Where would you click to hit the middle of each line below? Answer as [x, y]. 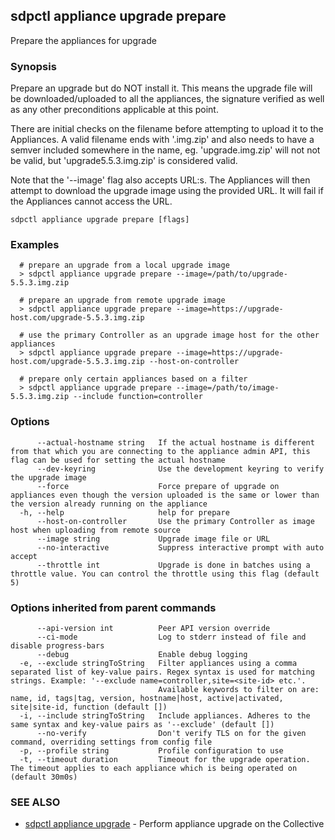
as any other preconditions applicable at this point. [114, 110]
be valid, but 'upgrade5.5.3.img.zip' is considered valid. [124, 161]
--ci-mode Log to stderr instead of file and [171, 637]
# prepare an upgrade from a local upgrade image [124, 265]
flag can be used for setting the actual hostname [118, 460]
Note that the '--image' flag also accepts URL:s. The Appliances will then [160, 180]
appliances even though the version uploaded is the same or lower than [165, 495]
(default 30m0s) [44, 777]
